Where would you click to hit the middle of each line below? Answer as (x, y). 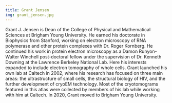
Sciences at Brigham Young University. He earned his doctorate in (75, 35)
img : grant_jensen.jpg (30, 15)
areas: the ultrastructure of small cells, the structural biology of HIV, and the (85, 78)
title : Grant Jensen (27, 10)
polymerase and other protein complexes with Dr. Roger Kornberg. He (79, 46)
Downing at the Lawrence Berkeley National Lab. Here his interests (76, 62)
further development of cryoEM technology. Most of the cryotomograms (82, 84)
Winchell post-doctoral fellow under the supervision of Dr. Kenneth (91, 56)
